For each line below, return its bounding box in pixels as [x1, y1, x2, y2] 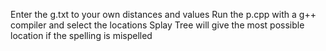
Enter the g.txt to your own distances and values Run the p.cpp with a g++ [10, 9, 317, 20]
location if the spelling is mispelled [10, 30, 153, 41]
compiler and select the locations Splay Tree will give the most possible [10, 19, 305, 31]
